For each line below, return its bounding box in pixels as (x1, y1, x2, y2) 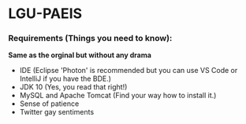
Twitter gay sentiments (19, 108, 95, 117)
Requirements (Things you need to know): (8, 33, 173, 44)
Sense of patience (19, 99, 80, 108)
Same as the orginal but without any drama (8, 50, 152, 60)
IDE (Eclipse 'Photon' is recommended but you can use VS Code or (19, 66, 238, 75)
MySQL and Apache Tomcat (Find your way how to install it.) (19, 91, 217, 100)
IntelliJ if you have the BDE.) (19, 74, 112, 83)
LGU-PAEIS (8, 5, 83, 23)
